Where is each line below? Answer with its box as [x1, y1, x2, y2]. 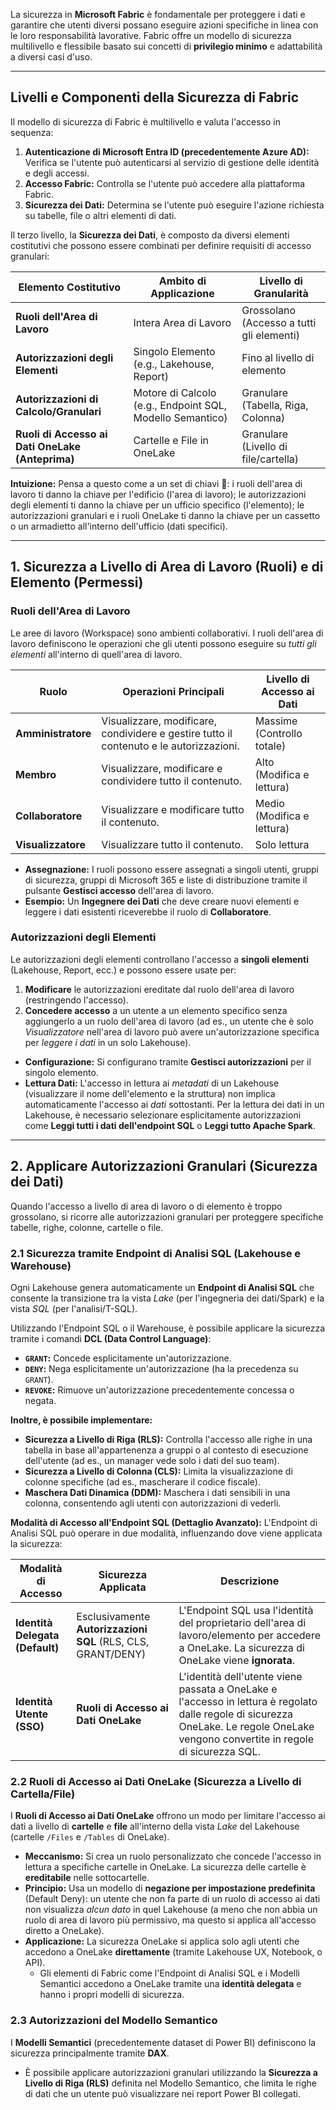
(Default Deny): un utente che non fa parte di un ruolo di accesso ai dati [24, 1893, 321, 1905]
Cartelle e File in [133, 433, 210, 447]
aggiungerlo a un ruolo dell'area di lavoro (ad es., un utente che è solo [24, 1015, 314, 1027]
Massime [254, 714, 298, 728]
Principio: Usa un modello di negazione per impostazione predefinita [24, 1882, 316, 1894]
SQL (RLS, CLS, [76, 1634, 150, 1648]
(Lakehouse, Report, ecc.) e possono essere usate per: [10, 964, 237, 976]
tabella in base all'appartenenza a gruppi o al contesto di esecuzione [24, 1444, 309, 1456]
